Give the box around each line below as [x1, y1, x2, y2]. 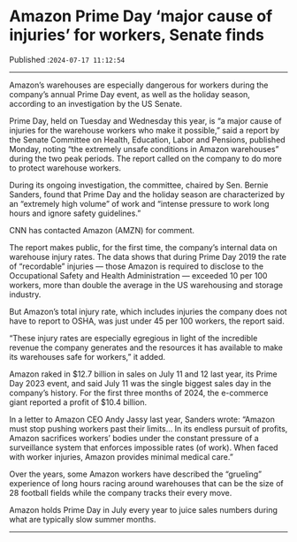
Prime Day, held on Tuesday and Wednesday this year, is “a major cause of [9, 115, 283, 126]
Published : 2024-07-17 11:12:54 [9, 54, 126, 65]
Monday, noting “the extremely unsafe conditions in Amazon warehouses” [9, 143, 279, 154]
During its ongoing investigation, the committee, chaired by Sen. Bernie [9, 179, 269, 190]
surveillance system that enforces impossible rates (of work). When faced [9, 442, 278, 453]
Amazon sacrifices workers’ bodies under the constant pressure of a [9, 432, 259, 443]
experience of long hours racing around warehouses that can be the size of [9, 477, 285, 488]
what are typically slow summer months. [9, 514, 156, 524]
